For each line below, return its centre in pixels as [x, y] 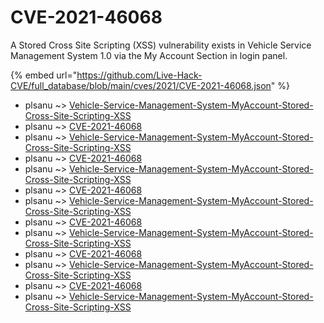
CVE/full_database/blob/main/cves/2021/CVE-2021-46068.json [141, 85]
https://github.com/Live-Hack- [139, 75]
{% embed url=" [44, 75]
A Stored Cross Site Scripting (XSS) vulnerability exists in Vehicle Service [161, 45]
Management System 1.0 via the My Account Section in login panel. [149, 55]
